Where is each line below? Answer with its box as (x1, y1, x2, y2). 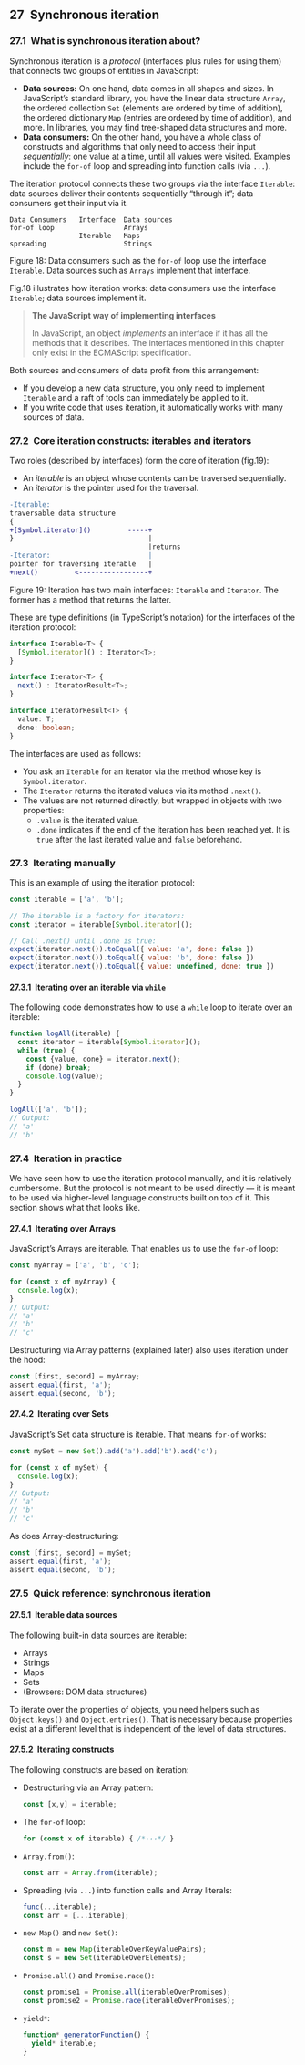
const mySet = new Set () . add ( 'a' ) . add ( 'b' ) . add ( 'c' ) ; (9, 1447, 219, 1456)
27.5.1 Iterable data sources (9, 1609, 117, 1620)
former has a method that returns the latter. (9, 593, 171, 605)
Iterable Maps (78, 231, 141, 240)
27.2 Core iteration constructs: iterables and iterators (9, 434, 252, 446)
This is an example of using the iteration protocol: (9, 876, 196, 888)
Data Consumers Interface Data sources (9, 215, 173, 225)
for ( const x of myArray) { (9, 1277, 117, 1286)
